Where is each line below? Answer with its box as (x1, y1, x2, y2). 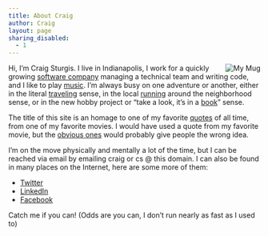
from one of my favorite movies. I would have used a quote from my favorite (8, 122, 258, 131)
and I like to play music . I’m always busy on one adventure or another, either (8, 81, 259, 90)
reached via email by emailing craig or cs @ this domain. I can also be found (8, 154, 260, 164)
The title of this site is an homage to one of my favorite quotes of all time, (8, 113, 250, 122)
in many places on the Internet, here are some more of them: (8, 162, 208, 172)
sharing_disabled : (8, 34, 70, 42)
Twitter (19, 178, 44, 188)
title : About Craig (8, 11, 74, 20)
